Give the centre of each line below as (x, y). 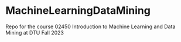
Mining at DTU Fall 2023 (35, 32)
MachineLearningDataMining (78, 11)
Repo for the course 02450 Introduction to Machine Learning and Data (90, 26)
